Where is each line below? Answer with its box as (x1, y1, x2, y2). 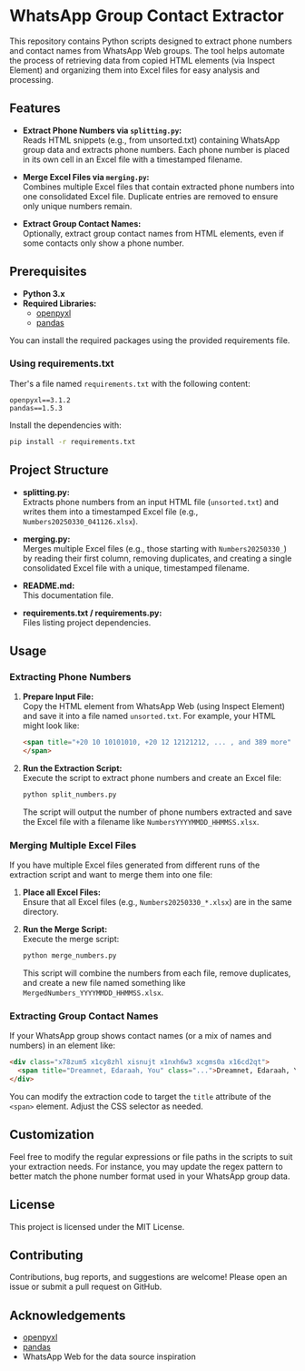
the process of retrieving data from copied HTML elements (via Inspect (9, 55, 275, 66)
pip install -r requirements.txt (9, 437, 136, 446)
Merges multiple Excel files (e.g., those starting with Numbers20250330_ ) (22, 543, 288, 553)
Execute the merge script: (22, 934, 120, 945)
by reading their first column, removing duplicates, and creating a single (22, 553, 292, 564)
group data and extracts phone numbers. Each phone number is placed (22, 144, 290, 155)
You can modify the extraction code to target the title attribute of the (9, 1091, 271, 1102)
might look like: (22, 720, 80, 731)
